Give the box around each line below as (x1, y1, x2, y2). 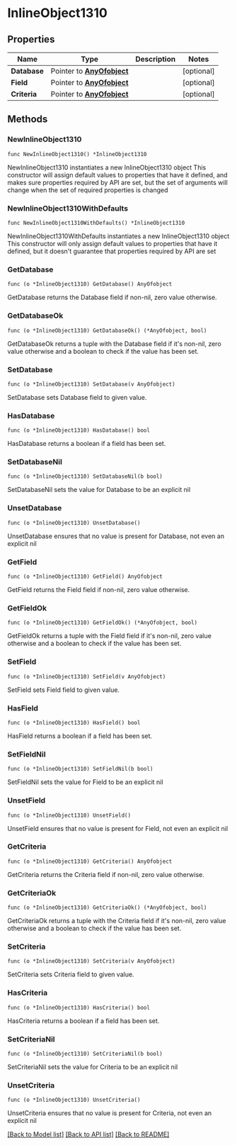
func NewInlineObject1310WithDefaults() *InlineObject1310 (7, 219, 185, 226)
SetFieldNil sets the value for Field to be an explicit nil (7, 778, 163, 786)
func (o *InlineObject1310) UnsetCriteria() (7, 1097, 141, 1104)
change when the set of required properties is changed (7, 186, 168, 194)
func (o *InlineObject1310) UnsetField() (7, 812, 132, 819)
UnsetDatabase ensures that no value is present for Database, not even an (7, 532, 225, 540)
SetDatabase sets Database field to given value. (7, 393, 147, 401)
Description (135, 55, 175, 64)
